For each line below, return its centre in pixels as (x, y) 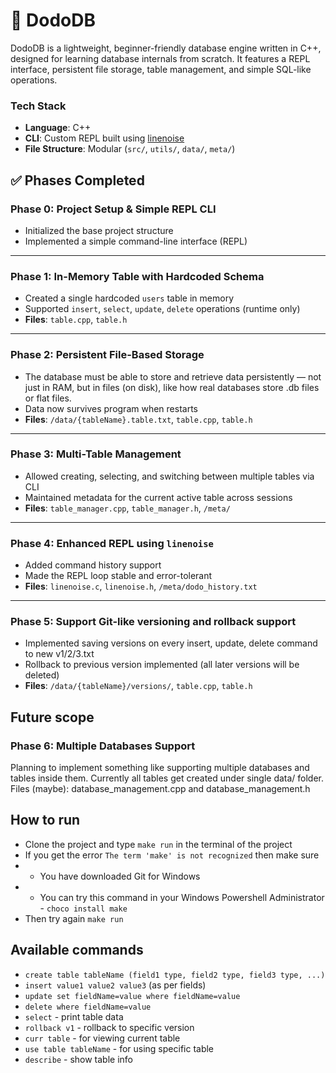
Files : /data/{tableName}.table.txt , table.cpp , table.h (138, 419)
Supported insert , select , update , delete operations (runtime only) (162, 309)
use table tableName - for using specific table (119, 1048)
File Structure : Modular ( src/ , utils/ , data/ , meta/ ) (130, 149)
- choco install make (83, 908)
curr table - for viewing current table (102, 1038)
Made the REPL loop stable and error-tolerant (118, 576)
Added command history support (93, 565)
